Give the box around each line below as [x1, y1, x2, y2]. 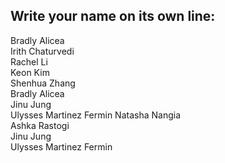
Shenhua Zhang [10, 77, 76, 89]
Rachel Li [10, 55, 48, 68]
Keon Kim [10, 66, 50, 78]
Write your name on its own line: [10, 8, 216, 25]
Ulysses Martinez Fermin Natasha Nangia [10, 109, 182, 121]
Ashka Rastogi [10, 119, 70, 131]
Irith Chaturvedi [10, 45, 75, 57]
